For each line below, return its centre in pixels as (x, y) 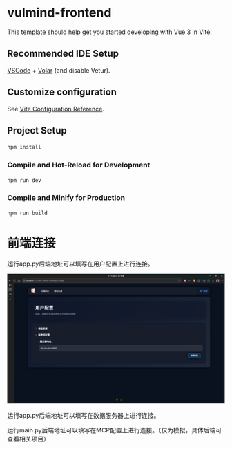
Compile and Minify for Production (66, 198)
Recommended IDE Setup (63, 54)
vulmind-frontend (59, 13)
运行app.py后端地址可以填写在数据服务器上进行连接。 (84, 416)
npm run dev (24, 180)
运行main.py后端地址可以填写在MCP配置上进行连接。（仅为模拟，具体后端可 (115, 430)
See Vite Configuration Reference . (56, 109)
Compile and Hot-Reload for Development (79, 165)
